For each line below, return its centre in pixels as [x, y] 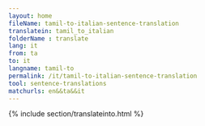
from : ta [23, 53]
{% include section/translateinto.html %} [76, 114]
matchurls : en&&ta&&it [47, 91]
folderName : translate [49, 38]
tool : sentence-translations [58, 83]
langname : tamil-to [41, 69]
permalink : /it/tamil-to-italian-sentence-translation [103, 76]
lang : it [23, 46]
